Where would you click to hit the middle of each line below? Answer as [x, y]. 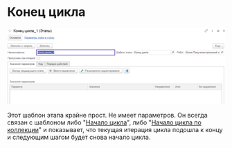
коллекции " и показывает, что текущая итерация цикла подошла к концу [115, 130]
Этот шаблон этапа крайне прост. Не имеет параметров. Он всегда [107, 115]
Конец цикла [46, 12]
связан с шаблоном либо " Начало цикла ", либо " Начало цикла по [105, 122]
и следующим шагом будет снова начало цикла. [79, 137]
